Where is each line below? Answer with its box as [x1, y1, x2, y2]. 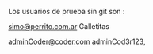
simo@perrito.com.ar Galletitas [8, 22, 109, 31]
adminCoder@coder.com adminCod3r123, [8, 37, 146, 46]
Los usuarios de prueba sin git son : [8, 7, 125, 16]
